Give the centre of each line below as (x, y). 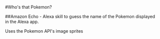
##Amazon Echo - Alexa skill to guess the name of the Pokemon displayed (80, 16)
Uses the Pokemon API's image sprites (44, 31)
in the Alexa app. (22, 22)
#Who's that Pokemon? (29, 7)
